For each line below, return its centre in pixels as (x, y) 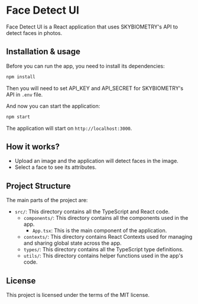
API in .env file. (25, 94)
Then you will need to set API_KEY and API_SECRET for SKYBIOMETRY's (95, 88)
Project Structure (38, 186)
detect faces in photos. (34, 33)
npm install (21, 77)
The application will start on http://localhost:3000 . (69, 128)
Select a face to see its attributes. (56, 167)
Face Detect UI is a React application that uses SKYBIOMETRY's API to (92, 27)
